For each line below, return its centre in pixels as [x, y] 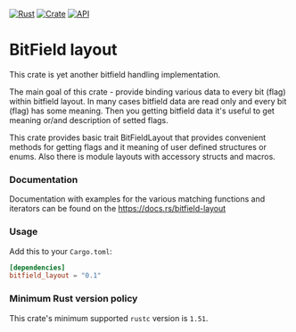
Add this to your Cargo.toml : [61, 251]
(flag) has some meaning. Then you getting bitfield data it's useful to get [142, 111]
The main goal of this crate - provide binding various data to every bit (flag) [148, 91]
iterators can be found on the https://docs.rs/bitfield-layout [118, 209]
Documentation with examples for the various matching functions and [137, 199]
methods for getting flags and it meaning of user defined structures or [138, 146]
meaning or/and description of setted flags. [89, 120]
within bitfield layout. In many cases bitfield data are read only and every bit [148, 101]
